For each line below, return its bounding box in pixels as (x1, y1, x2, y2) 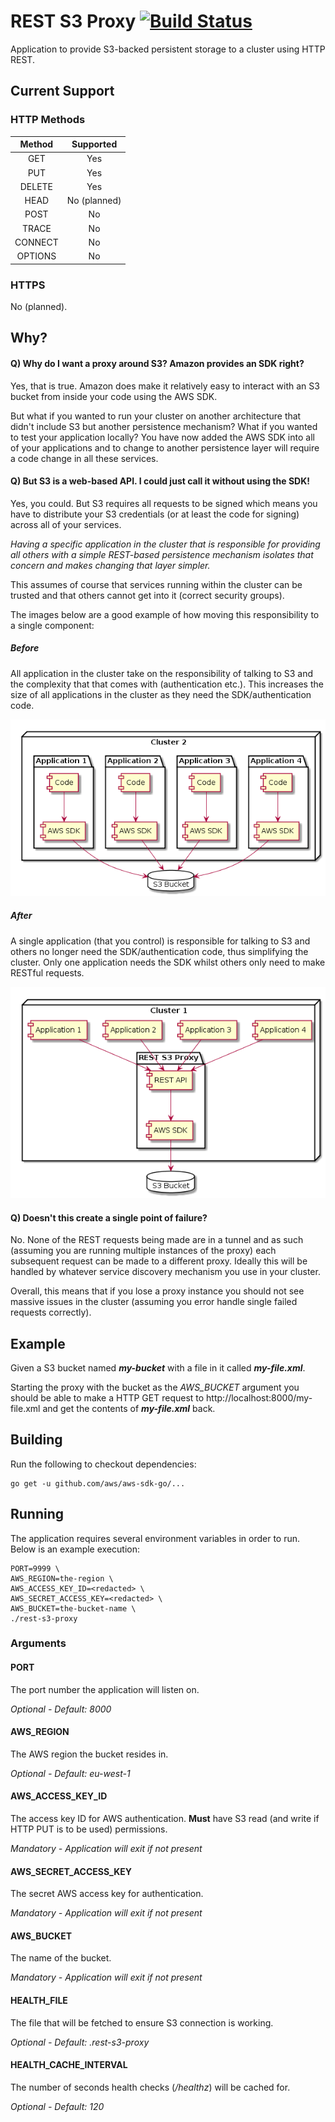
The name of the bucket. (10, 1952, 112, 1964)
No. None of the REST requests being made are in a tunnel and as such (10, 1234, 304, 1246)
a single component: (10, 619, 95, 631)
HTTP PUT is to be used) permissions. (10, 1823, 168, 1835)
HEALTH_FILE (10, 1995, 68, 2007)
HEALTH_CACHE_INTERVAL (10, 2059, 128, 2071)
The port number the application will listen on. (10, 1683, 200, 1695)
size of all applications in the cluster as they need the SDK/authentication (10, 688, 312, 700)
